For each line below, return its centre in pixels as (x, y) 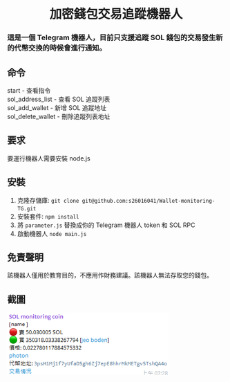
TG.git (27, 208)
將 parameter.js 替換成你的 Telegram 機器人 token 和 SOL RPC (106, 225)
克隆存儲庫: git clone (48, 200)
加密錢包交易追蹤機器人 (116, 14)
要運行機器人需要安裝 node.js (49, 158)
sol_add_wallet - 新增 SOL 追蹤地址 (57, 107)
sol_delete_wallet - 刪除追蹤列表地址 (59, 116)
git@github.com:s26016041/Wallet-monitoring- (148, 201)
